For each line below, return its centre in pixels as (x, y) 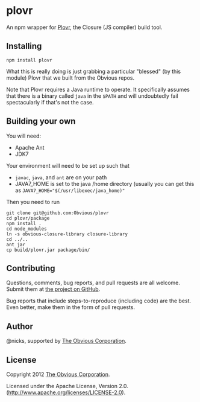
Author (20, 326)
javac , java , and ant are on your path (61, 177)
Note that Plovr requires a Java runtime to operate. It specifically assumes (98, 89)
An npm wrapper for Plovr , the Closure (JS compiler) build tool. (84, 27)
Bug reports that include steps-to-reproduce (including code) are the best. (99, 301)
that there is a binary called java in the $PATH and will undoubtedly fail (92, 96)
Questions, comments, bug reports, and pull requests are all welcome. (93, 283)
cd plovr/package (28, 218)
